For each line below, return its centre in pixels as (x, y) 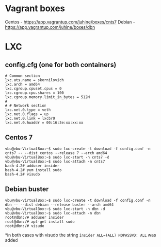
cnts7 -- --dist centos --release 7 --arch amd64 (56, 153)
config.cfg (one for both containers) (61, 64)
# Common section (23, 76)
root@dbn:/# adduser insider (34, 217)
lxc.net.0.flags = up (27, 114)
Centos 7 (19, 137)
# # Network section (26, 106)
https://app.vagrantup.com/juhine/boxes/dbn (50, 27)
